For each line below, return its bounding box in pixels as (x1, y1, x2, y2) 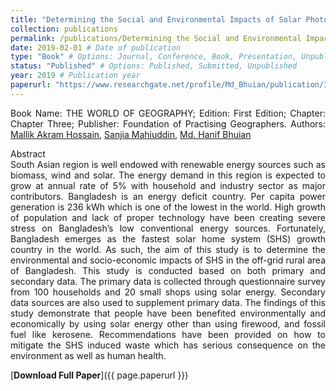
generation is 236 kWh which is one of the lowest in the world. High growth (10, 201, 326, 213)
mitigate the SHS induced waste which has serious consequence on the (10, 339, 326, 351)
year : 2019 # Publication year (10, 71, 141, 81)
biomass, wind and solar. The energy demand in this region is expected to (10, 169, 326, 181)
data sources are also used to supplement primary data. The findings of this (10, 296, 326, 308)
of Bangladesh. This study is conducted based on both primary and (10, 264, 326, 276)
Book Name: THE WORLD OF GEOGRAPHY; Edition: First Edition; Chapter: (10, 107, 326, 119)
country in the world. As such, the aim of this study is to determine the (10, 243, 326, 255)
